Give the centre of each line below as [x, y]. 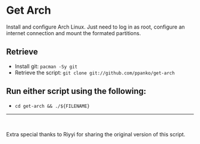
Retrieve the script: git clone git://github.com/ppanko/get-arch [95, 73]
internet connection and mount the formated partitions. [74, 33]
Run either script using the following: [76, 91]
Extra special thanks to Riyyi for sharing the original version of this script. [96, 134]
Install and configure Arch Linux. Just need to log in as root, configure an [96, 27]
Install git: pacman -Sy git [46, 66]
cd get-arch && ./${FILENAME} [52, 106]
